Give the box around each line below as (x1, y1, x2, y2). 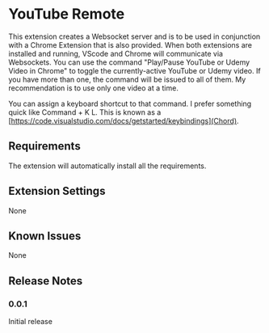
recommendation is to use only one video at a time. (8, 82, 179, 93)
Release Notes (8, 274, 83, 288)
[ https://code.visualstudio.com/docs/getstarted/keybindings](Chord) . (8, 116, 240, 125)
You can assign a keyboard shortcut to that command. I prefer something (8, 99, 252, 108)
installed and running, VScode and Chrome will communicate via (8, 48, 224, 58)
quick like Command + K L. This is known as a (8, 107, 162, 117)
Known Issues (8, 229, 82, 242)
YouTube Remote (8, 5, 125, 23)
